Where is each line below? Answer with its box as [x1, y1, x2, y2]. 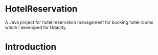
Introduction [5, 41, 57, 53]
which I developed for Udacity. [5, 24, 67, 30]
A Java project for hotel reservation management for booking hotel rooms [5, 19, 154, 25]
